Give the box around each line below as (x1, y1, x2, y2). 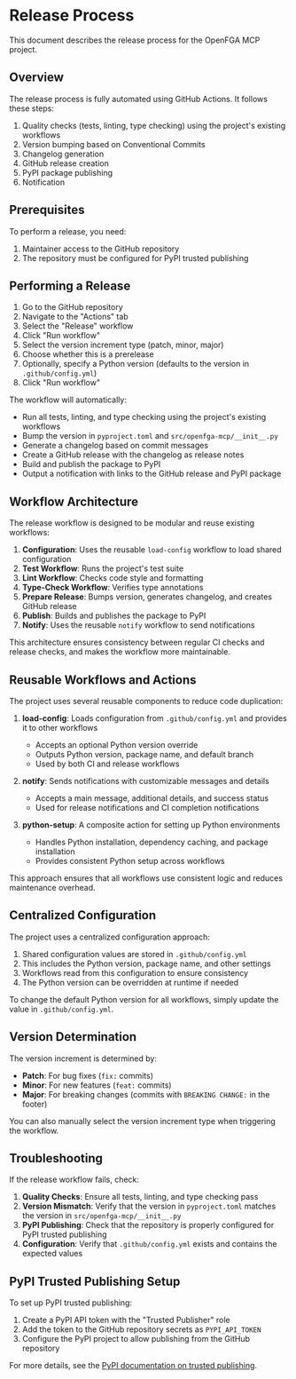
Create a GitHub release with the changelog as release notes (21, 449, 245, 460)
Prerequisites (9, 202, 85, 218)
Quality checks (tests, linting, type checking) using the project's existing (21, 120, 286, 131)
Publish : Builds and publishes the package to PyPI (21, 610, 206, 622)
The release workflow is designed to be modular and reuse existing (9, 518, 255, 528)
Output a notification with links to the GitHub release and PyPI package (21, 468, 282, 479)
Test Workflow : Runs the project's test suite (21, 563, 184, 574)
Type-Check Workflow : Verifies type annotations (21, 583, 204, 593)
